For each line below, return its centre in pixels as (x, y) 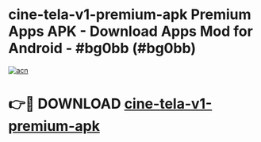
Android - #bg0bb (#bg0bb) (102, 48)
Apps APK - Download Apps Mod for (131, 31)
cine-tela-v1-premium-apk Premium (130, 15)
